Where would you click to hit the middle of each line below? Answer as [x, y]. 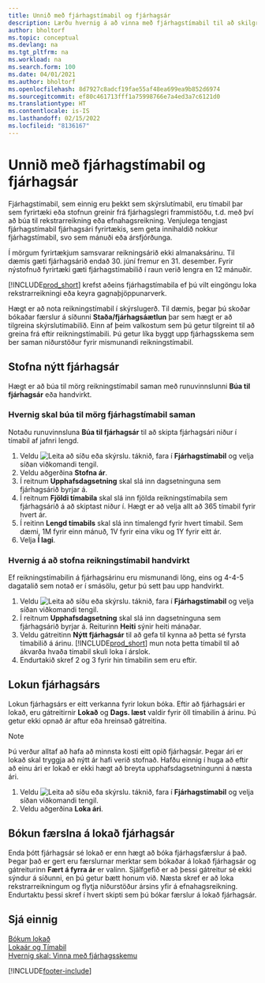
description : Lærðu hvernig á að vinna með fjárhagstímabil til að [121, 23]
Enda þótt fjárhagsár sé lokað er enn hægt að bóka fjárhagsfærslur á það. [127, 853]
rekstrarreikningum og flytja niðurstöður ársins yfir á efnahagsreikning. [123, 886]
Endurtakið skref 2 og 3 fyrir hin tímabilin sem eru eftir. [108, 660]
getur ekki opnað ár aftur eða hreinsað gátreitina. [88, 720]
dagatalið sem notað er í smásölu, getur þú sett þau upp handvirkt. [116, 586]
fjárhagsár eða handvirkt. [50, 394]
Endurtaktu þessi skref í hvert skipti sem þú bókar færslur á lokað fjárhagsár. [132, 894]
